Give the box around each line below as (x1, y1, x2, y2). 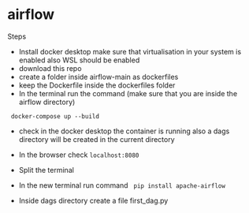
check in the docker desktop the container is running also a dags (18, 126, 230, 136)
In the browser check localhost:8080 (18, 150, 139, 159)
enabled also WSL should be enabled (18, 55, 140, 65)
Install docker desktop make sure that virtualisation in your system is (18, 47, 242, 56)
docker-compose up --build (10, 112, 100, 120)
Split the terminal (18, 165, 74, 174)
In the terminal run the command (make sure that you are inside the (18, 88, 238, 98)
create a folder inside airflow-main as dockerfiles (18, 72, 179, 81)
